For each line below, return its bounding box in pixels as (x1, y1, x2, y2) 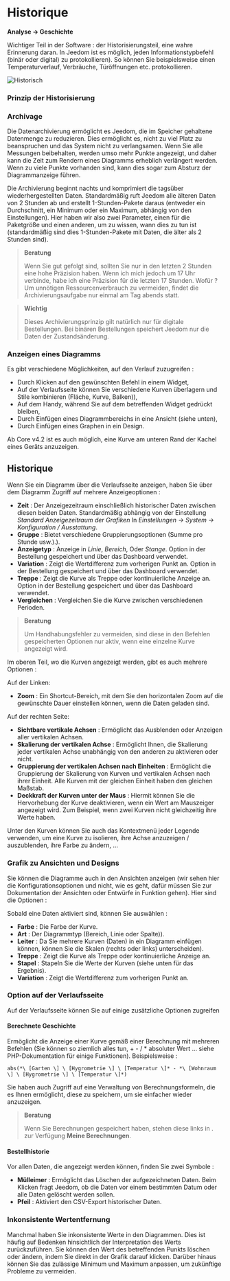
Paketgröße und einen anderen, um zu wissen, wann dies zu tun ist (7, 221, 197, 229)
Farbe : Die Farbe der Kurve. (16, 922, 98, 931)
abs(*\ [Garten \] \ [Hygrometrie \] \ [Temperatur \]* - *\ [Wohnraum (7, 1065, 216, 1072)
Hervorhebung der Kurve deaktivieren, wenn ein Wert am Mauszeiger (16, 798, 214, 807)
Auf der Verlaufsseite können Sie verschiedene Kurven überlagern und (16, 386, 218, 394)
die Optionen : (7, 896, 47, 904)
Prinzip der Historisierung (7, 93, 95, 102)
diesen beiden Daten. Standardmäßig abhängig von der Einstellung (16, 509, 207, 517)
